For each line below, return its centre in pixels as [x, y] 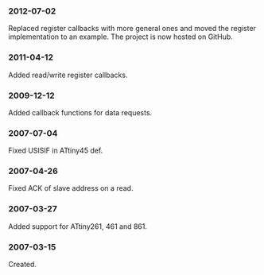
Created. [23, 265]
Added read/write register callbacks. [68, 75]
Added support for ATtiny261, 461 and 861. [78, 226]
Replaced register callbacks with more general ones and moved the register [132, 29]
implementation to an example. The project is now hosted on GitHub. [120, 37]
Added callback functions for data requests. [80, 112]
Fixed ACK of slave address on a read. [71, 188]
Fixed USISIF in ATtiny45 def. [56, 151]
